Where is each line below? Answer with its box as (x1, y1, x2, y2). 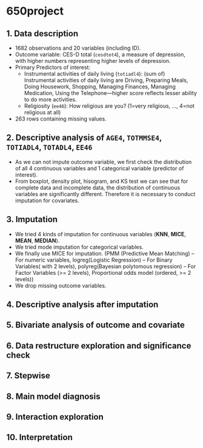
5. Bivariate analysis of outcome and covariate (6, 320, 185, 331)
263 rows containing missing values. (15, 115, 107, 122)
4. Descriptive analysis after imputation (6, 300, 159, 310)
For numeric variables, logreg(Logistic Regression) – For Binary (15, 256, 173, 263)
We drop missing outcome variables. (15, 282, 107, 289)
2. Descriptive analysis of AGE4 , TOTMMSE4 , (6, 133, 162, 143)
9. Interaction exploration (6, 412, 104, 422)
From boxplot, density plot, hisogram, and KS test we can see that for (15, 177, 188, 185)
